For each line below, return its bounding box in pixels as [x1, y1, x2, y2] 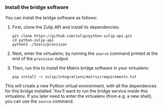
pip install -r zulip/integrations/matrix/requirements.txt [12, 75, 137, 79]
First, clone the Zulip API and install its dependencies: [12, 24, 120, 30]
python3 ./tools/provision [12, 42, 67, 47]
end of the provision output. [12, 56, 70, 62]
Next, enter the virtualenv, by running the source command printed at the [12, 50, 158, 57]
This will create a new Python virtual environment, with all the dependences [5, 83, 157, 89]
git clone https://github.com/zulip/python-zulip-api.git [12, 33, 132, 39]
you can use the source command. [5, 98, 74, 104]
